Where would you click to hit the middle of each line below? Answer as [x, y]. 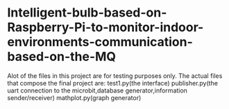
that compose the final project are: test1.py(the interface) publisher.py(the [113, 83]
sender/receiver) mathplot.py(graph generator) [74, 97]
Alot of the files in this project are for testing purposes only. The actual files [115, 76]
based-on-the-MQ [62, 57]
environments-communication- [100, 42]
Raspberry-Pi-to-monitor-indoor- [105, 27]
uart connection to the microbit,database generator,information [97, 90]
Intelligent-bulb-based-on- [87, 13]
